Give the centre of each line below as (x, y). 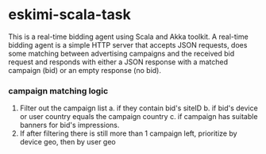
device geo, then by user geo (68, 142)
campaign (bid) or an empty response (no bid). (85, 70)
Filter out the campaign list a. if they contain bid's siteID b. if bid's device (139, 108)
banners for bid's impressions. (69, 125)
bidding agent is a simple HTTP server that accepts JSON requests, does (128, 44)
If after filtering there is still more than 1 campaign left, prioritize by (128, 133)
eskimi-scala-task (69, 15)
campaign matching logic (58, 90)
